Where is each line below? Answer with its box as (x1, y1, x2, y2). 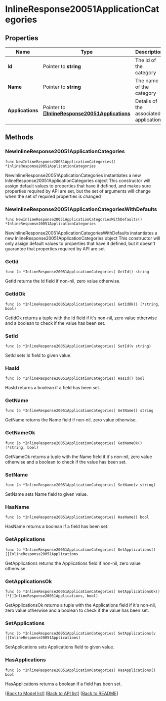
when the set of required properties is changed (5, 193, 101, 199)
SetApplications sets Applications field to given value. (5, 644, 115, 650)
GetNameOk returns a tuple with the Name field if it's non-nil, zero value (5, 454, 152, 460)
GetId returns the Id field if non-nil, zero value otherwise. (5, 278, 121, 284)
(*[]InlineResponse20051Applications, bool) (5, 593, 98, 598)
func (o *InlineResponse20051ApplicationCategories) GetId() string (5, 269, 149, 275)
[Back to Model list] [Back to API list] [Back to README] (5, 690, 119, 696)
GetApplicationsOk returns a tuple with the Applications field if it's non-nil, (5, 602, 157, 608)
